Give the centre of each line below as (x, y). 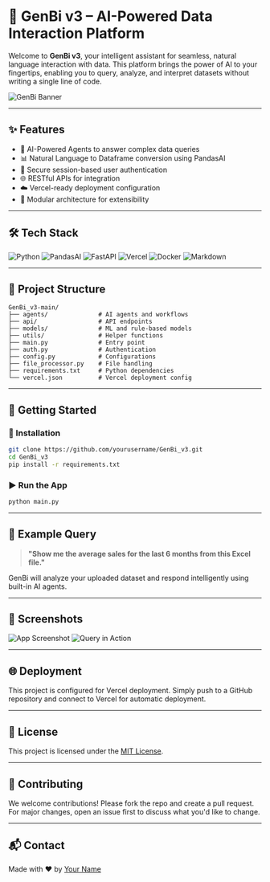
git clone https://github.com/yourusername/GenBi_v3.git (106, 450)
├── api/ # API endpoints (80, 322)
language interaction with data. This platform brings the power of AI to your (133, 64)
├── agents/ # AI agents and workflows (98, 315)
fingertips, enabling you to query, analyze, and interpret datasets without (129, 72)
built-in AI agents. (38, 586)
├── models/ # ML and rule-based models (100, 329)
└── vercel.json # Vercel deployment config (100, 378)
